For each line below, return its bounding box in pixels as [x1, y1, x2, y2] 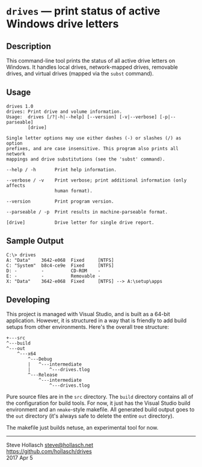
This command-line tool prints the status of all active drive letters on [6, 57, 176, 64]
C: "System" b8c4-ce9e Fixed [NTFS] [6, 262, 114, 268]
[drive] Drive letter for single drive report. [6, 219, 155, 226]
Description [6, 41, 51, 51]
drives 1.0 [6, 103, 34, 109]
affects [6, 182, 26, 188]
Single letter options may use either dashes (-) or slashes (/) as [6, 135, 182, 141]
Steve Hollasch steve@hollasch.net [6, 442, 94, 449]
